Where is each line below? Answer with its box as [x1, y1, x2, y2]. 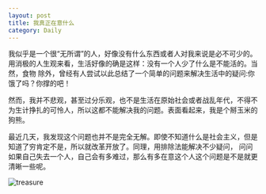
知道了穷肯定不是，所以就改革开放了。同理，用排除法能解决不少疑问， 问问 [8, 142, 253, 151]
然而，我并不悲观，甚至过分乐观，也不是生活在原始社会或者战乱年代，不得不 [8, 96, 258, 105]
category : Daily [8, 26, 62, 34]
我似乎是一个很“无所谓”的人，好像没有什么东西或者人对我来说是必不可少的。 [8, 49, 257, 59]
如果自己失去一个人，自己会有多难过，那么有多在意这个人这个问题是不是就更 [8, 152, 258, 162]
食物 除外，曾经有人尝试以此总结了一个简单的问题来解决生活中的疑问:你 [21, 69, 255, 78]
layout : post [8, 11, 51, 20]
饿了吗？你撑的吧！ [8, 78, 71, 88]
